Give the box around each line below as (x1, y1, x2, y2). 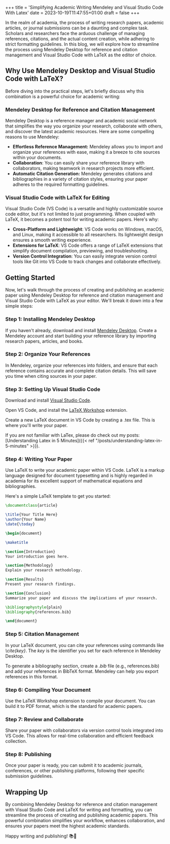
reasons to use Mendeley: (5, 134, 60, 140)
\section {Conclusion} (5, 591, 51, 596)
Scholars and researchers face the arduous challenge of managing (5, 30, 145, 36)
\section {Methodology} (5, 563, 53, 568)
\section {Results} (5, 577, 44, 582)
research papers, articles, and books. (5, 338, 84, 344)
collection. (5, 738, 27, 744)
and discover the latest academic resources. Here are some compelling (5, 128, 155, 135)
